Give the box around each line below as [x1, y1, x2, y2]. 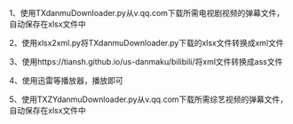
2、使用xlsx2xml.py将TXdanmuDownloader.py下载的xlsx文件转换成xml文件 [9, 38, 284, 48]
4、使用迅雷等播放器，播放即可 [9, 75, 124, 86]
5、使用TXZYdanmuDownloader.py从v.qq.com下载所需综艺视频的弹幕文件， [9, 94, 289, 105]
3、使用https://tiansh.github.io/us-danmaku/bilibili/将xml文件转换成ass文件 [9, 57, 283, 66]
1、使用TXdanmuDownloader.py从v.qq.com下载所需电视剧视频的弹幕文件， [9, 8, 285, 18]
